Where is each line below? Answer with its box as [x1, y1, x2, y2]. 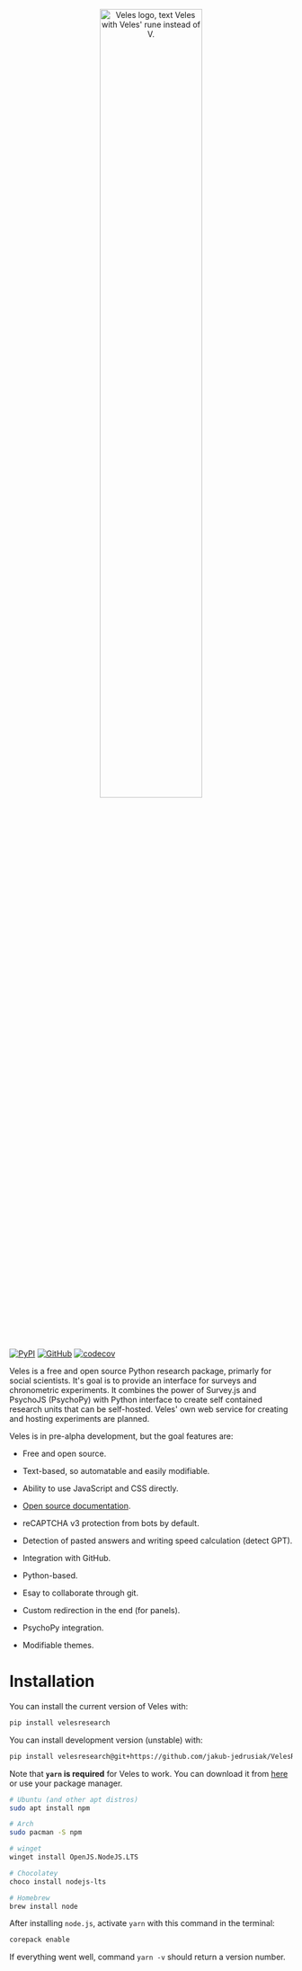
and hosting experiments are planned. [9, 1414, 150, 1424]
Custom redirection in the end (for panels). [22, 1605, 181, 1615]
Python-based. [22, 1570, 78, 1581]
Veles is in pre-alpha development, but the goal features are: [9, 1431, 234, 1442]
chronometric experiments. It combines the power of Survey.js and [9, 1385, 257, 1395]
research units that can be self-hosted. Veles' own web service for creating [9, 1404, 289, 1415]
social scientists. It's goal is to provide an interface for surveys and [9, 1375, 257, 1386]
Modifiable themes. [22, 1640, 94, 1650]
